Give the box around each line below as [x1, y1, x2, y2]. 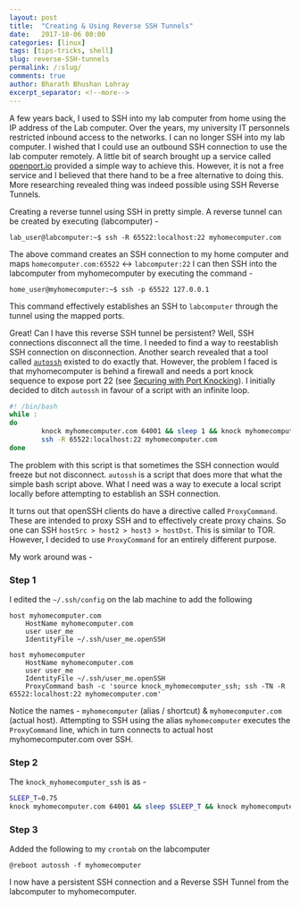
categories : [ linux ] [9, 38, 87, 47]
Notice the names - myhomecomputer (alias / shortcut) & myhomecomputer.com [9, 705, 283, 716]
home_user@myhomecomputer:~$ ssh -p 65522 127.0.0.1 [9, 285, 210, 294]
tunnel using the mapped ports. [9, 310, 125, 321]
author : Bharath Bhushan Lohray [9, 80, 129, 89]
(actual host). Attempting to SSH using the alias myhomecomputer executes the [9, 715, 291, 726]
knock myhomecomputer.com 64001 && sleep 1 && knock [41, 427, 242, 436]
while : [9, 410, 38, 419]
